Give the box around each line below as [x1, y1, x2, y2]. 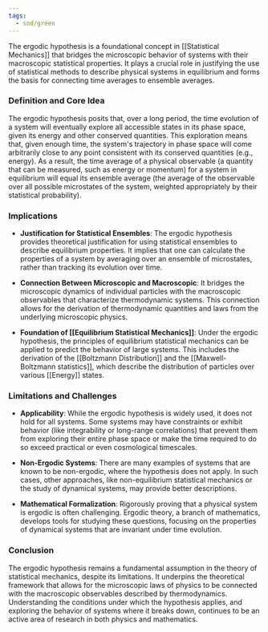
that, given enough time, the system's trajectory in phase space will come [8, 139, 253, 148]
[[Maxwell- [190, 354, 227, 363]
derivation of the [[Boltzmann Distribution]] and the [19, 354, 189, 363]
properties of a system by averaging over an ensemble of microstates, [19, 254, 253, 264]
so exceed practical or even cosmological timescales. [19, 443, 198, 452]
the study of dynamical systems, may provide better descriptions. [19, 484, 238, 493]
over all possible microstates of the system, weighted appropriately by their [8, 181, 258, 191]
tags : [8, 11, 26, 20]
